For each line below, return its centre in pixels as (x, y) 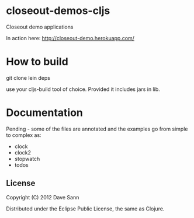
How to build (37, 62)
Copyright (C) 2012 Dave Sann (43, 197)
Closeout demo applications (40, 27)
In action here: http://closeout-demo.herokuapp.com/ (70, 38)
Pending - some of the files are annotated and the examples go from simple (97, 129)
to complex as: (24, 135)
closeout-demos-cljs (58, 11)
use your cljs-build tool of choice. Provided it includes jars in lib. (83, 89)
